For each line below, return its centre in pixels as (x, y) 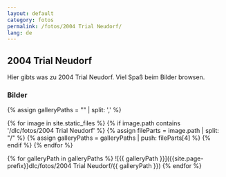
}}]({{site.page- (181, 158)
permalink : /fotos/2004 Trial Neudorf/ (65, 26)
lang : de (20, 33)
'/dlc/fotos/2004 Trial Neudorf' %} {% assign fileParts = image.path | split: (113, 131)
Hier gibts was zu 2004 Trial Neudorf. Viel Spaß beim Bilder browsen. (106, 77)
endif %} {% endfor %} (40, 145)
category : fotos (30, 20)
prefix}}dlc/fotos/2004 (39, 166)
